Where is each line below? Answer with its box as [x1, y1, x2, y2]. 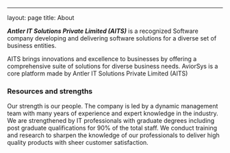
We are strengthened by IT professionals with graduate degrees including [7, 117, 215, 125]
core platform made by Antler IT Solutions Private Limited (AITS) [7, 69, 188, 78]
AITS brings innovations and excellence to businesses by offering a [7, 55, 197, 62]
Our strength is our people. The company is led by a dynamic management [7, 102, 218, 110]
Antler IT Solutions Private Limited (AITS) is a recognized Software [7, 27, 199, 35]
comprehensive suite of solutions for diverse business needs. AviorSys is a [7, 62, 218, 70]
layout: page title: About [7, 14, 75, 21]
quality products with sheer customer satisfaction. [7, 139, 149, 147]
